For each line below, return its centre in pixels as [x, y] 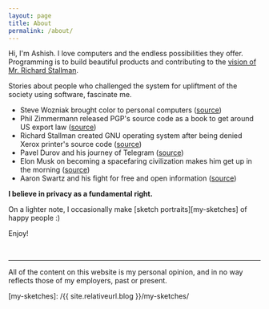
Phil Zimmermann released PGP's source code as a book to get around [137, 119]
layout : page [30, 16]
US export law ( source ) [58, 127]
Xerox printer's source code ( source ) [81, 144]
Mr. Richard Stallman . [43, 71]
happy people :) [34, 218]
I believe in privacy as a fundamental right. [81, 194]
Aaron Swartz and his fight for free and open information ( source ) [128, 178]
